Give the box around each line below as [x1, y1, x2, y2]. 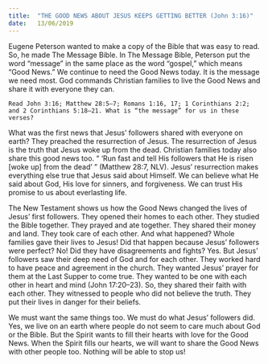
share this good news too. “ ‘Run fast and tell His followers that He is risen [8, 153, 254, 163]
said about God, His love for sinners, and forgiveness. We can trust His [8, 178, 243, 189]
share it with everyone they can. [8, 84, 115, 93]
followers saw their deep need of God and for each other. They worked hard [8, 254, 261, 264]
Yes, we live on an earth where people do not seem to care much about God [8, 321, 261, 330]
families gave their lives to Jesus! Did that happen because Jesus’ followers [8, 237, 260, 247]
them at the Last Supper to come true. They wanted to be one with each [8, 271, 247, 281]
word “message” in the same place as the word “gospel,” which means [8, 58, 243, 68]
